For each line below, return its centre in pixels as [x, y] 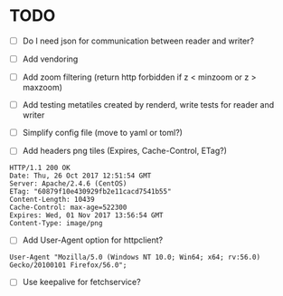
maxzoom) [42, 88]
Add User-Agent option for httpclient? [93, 240]
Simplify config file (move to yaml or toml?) [103, 133]
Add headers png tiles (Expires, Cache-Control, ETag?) [125, 151]
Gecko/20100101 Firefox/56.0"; [68, 265]
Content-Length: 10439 [52, 200]
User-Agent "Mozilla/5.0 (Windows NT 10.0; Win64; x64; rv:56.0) [135, 258]
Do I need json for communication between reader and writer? [138, 41]
